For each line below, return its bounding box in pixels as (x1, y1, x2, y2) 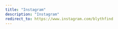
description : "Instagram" (5, 12, 59, 17)
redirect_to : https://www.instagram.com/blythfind (5, 16, 113, 21)
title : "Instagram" (5, 7, 46, 12)
